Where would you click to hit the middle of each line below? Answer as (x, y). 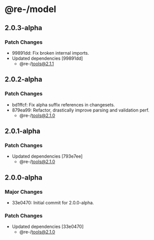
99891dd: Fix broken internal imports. (50, 53)
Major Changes (24, 192)
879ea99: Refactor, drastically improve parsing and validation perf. (80, 110)
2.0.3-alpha (23, 28)
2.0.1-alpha (22, 131)
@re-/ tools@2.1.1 (36, 63)
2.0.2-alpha (23, 80)
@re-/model (30, 9)
